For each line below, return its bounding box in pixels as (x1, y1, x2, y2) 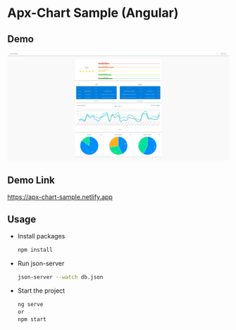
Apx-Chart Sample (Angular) (7, 5, 179, 21)
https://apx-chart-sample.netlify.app (7, 193, 113, 201)
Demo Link (7, 174, 55, 186)
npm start (17, 315, 47, 323)
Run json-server (17, 259, 65, 268)
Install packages (17, 232, 66, 241)
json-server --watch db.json (17, 274, 104, 281)
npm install (17, 246, 53, 254)
